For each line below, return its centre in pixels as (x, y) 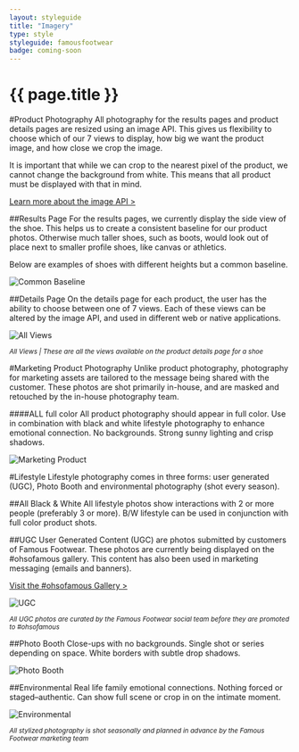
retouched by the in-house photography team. (95, 397)
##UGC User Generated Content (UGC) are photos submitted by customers (148, 540)
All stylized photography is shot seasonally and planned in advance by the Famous (137, 731)
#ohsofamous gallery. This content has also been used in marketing (134, 559)
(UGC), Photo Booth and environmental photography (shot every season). (145, 486)
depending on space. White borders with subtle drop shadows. (125, 653)
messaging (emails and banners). (71, 568)
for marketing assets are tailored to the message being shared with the (139, 378)
